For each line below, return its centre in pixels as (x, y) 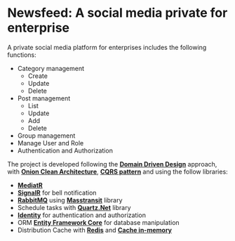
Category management (51, 68)
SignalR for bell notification (57, 193)
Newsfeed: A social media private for (117, 13)
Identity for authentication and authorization (81, 215)
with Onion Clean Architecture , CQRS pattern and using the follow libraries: (117, 171)
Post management (44, 98)
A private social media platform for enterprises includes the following (107, 47)
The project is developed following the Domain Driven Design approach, (112, 164)
